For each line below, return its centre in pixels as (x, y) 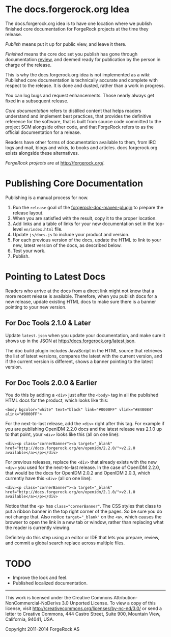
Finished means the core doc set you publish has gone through (72, 54)
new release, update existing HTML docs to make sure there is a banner (81, 301)
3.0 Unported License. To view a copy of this (109, 603)
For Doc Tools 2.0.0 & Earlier (51, 383)
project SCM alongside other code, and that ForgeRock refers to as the (79, 127)
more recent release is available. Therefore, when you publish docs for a (81, 296)
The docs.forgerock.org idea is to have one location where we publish (79, 23)
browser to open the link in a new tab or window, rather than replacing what (84, 522)
